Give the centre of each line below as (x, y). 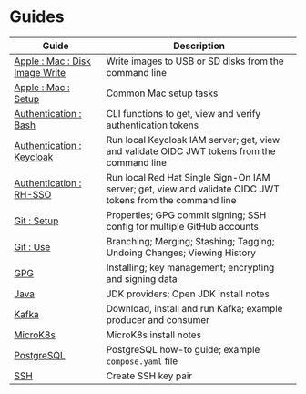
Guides (37, 17)
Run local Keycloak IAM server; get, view (193, 140)
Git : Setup (36, 221)
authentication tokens (152, 125)
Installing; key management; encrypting (190, 267)
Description (199, 46)
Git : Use (32, 246)
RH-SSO (33, 194)
